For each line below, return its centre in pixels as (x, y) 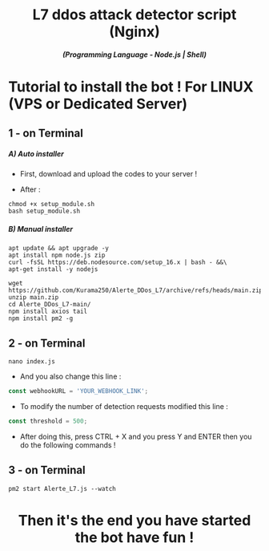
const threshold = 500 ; (48, 421)
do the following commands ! (68, 445)
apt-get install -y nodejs (53, 269)
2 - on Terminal (47, 343)
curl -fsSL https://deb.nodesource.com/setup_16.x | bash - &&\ (118, 262)
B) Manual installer (41, 229)
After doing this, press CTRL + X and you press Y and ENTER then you (136, 436)
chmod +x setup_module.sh (51, 205)
